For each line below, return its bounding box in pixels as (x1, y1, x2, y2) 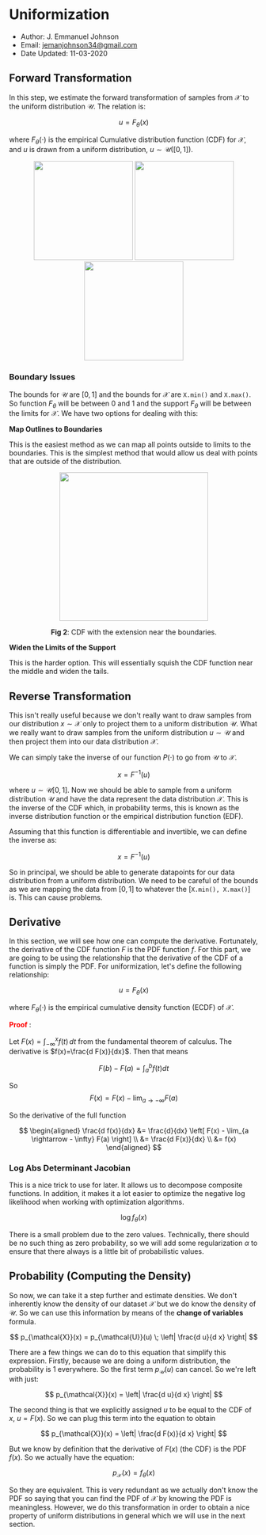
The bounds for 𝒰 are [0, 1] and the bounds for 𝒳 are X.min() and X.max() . (9, 390, 252, 399)
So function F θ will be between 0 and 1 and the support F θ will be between (9, 398, 252, 409)
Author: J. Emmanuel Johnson (20, 32, 120, 41)
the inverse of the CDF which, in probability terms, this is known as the (9, 802, 240, 813)
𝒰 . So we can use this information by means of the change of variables (9, 1308, 244, 1317)
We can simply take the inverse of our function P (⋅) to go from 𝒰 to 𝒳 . (9, 752, 237, 762)
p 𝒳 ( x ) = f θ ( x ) (112, 1468, 155, 1480)
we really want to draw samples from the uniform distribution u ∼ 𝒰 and (9, 728, 245, 737)
